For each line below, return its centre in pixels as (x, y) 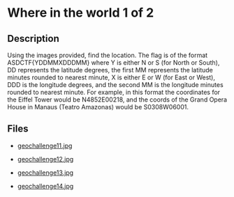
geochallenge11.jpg (45, 145)
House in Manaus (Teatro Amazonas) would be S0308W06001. (98, 107)
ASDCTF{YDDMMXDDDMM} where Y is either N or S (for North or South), (114, 63)
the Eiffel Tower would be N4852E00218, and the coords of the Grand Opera (117, 100)
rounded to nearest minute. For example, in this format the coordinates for (114, 92)
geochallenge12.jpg (45, 159)
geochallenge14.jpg (45, 186)
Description (33, 39)
